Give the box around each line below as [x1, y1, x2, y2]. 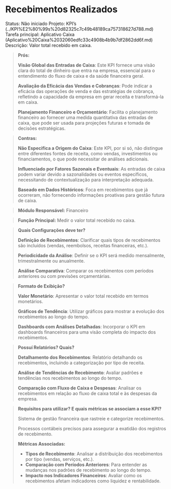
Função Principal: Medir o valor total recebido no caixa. [17, 217, 136, 223]
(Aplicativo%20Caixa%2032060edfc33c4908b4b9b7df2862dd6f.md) [5, 37, 153, 43]
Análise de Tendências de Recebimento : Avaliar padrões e [17, 369, 143, 376]
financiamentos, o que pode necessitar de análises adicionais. [17, 156, 149, 162]
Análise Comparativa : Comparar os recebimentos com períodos [17, 267, 154, 274]
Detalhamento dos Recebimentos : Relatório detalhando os [17, 354, 143, 360]
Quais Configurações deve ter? [17, 227, 86, 233]
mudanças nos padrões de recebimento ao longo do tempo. [25, 467, 152, 473]
